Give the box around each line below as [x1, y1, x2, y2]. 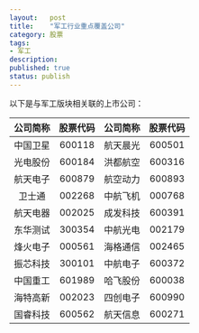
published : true [9, 64, 70, 73]
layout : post [9, 13, 67, 23]
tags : [9, 38, 30, 48]
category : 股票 [9, 30, 64, 39]
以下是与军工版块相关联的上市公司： [9, 97, 144, 108]
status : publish [9, 72, 70, 81]
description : [9, 55, 59, 64]
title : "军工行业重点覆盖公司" [9, 22, 125, 31]
